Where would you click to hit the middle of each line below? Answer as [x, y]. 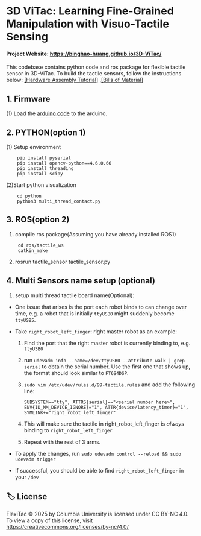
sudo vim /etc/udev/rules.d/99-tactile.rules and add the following [110, 385]
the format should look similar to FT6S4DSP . [76, 373]
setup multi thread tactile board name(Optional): [74, 295]
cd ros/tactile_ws [41, 245]
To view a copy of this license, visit [50, 520]
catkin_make [33, 251]
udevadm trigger [35, 459]
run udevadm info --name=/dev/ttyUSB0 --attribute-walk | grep [104, 360]
